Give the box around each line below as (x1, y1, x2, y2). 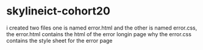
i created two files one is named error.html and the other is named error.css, (6, 24, 198, 31)
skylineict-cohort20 (6, 4, 111, 18)
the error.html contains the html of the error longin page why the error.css (6, 30, 192, 37)
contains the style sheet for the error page (6, 37, 113, 44)
